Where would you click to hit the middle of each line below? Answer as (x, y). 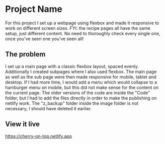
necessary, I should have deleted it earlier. (48, 108)
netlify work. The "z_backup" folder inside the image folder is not (72, 103)
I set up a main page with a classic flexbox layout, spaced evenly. (72, 66)
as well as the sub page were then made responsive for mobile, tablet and (81, 77)
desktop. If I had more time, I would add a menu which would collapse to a (81, 82)
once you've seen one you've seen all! (44, 39)
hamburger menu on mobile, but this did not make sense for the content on (82, 87)
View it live (22, 124)
